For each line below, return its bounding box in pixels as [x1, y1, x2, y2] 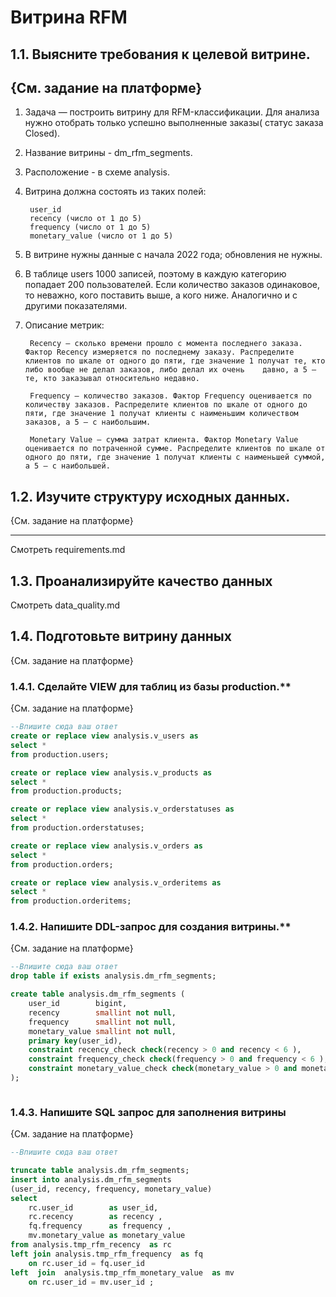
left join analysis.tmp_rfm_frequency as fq [10, 1249, 203, 1259]
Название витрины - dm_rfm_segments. [24, 147, 193, 159]
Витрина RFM [10, 6, 128, 29]
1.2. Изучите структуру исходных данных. [10, 488, 291, 505]
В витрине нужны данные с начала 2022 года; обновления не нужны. [24, 249, 323, 261]
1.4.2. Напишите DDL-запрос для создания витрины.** [10, 920, 292, 934]
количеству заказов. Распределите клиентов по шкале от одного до [24, 400, 308, 410]
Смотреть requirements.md [10, 544, 126, 556]
